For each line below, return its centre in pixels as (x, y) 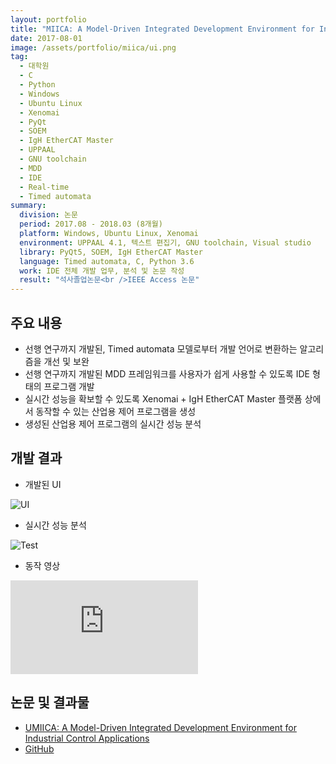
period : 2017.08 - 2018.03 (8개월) (91, 224)
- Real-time (44, 187)
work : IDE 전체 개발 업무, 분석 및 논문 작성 (102, 271)
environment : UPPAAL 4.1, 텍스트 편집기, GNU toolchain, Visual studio (165, 242)
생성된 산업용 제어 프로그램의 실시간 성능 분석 (113, 423)
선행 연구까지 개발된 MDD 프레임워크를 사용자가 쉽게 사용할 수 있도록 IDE (167, 373)
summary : (28, 206)
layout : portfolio (48, 19)
